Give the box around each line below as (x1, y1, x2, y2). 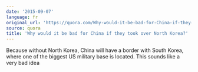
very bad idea (6, 60, 40, 67)
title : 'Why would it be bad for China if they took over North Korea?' (6, 31, 189, 37)
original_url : (6, 19, 41, 25)
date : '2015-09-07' (6, 8, 54, 15)
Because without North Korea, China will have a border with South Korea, (6, 47, 184, 54)
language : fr (6, 14, 38, 20)
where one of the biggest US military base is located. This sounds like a (6, 53, 180, 60)
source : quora (6, 25, 41, 31)
